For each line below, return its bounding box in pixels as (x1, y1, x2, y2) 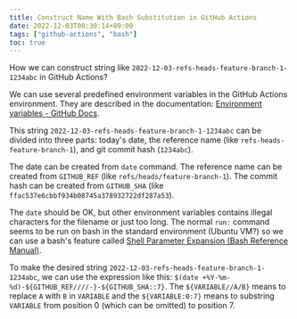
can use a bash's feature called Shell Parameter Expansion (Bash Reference (9, 235, 288, 246)
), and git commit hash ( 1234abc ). (72, 144, 194, 155)
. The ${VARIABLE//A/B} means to (164, 282, 286, 292)
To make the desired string (9, 262, 108, 273)
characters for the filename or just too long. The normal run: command (9, 217, 270, 227)
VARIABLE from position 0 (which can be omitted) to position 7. (9, 300, 235, 311)
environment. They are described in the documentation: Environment (9, 99, 262, 110)
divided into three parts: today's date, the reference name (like (9, 135, 239, 145)
